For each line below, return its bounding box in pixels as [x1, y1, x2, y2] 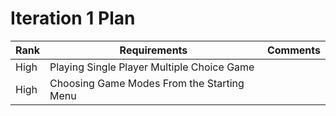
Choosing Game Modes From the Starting [49, 76, 245, 90]
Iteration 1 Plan [10, 7, 136, 30]
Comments [266, 43, 321, 57]
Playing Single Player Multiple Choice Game [49, 60, 255, 74]
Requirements [119, 43, 188, 57]
